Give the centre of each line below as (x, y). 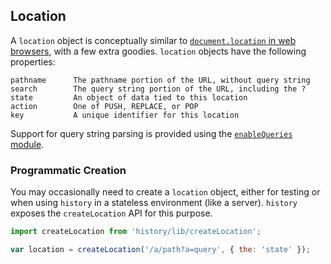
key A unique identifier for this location (125, 115)
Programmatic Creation (68, 170)
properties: (33, 61)
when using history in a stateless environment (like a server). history (154, 203)
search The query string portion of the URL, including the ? (158, 89)
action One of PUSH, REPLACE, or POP (104, 106)
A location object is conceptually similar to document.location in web (153, 40)
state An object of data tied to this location (129, 97)
